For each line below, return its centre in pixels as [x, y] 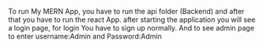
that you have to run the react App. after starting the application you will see [132, 20]
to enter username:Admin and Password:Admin [85, 36]
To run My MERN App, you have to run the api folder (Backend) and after [126, 11]
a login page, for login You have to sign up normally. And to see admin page [131, 28]
